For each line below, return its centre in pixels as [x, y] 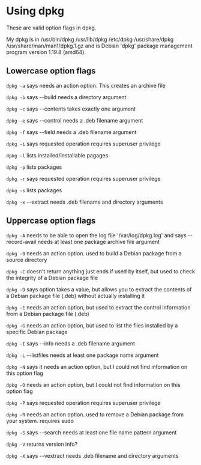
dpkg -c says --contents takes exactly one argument [71, 109]
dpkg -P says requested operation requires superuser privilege [83, 403]
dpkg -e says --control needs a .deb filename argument [75, 120]
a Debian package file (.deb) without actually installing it [76, 296]
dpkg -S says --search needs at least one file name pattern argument [91, 432]
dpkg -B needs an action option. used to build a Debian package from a [94, 253]
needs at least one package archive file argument [99, 242]
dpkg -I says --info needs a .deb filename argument [71, 343]
